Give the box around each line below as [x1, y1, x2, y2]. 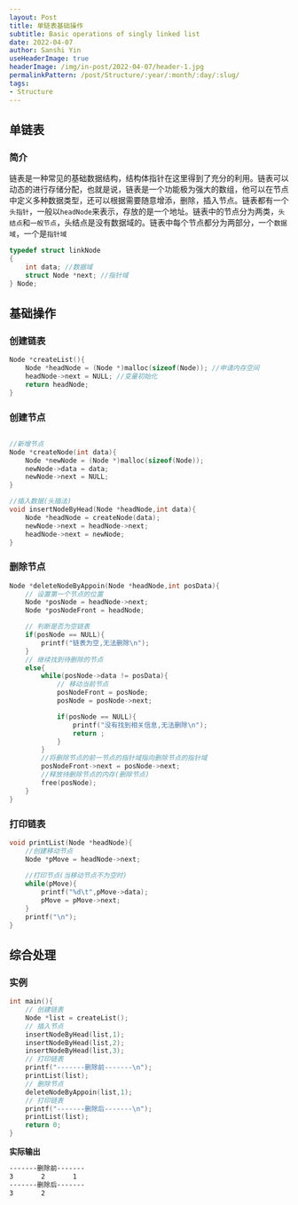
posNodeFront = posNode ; [56, 689, 149, 697]
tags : [9, 79, 29, 88]
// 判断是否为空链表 [25, 622, 90, 631]
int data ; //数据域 [25, 263, 93, 272]
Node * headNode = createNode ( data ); [25, 513, 161, 522]
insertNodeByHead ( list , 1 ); [25, 1030, 125, 1039]
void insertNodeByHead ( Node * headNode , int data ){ [9, 505, 197, 515]
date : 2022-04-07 [9, 37, 74, 47]
